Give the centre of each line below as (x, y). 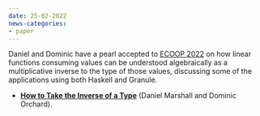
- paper (21, 31)
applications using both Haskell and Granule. (83, 80)
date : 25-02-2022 (38, 16)
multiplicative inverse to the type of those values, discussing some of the (130, 71)
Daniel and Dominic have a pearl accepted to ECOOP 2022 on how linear (130, 54)
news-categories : (38, 24)
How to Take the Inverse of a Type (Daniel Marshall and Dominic (128, 96)
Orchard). (36, 104)
